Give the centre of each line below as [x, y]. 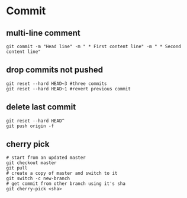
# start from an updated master [46, 158]
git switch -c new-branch [38, 179]
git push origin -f [30, 126]
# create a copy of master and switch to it [62, 174]
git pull [17, 168]
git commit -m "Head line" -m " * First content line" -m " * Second [94, 46]
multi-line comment [43, 33]
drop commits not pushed [55, 70]
